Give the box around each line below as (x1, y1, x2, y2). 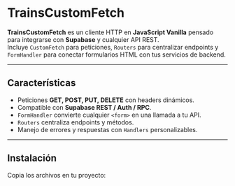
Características (7, 77, 76, 89)
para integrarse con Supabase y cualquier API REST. (7, 35, 159, 43)
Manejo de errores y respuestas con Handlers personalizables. (17, 125, 198, 134)
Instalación (7, 152, 57, 164)
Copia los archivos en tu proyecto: (7, 171, 106, 179)
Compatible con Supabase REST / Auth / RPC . (17, 103, 152, 111)
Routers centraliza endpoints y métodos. (17, 117, 134, 127)
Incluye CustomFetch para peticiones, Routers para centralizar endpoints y (7, 43, 219, 51)
